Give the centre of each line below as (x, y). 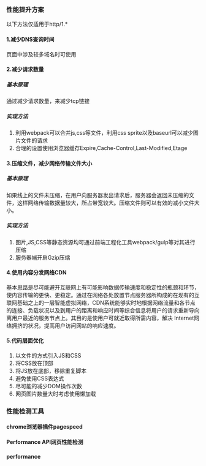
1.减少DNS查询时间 (30, 39)
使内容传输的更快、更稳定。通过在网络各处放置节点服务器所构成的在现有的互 (103, 295)
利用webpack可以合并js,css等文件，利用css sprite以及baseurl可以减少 (104, 133)
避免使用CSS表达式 (40, 378)
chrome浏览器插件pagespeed (44, 427)
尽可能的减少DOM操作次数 (49, 386)
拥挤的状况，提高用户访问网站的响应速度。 (65, 325)
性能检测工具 (25, 411)
